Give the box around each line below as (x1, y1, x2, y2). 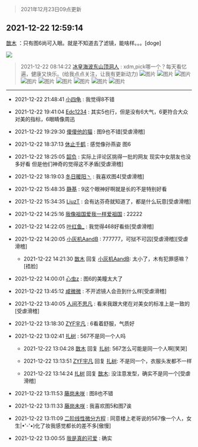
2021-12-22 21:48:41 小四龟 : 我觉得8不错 (14, 95, 115, 102)
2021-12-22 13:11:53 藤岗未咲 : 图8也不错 (14, 389, 114, 396)
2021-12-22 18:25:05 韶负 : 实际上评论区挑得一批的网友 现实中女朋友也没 (14, 153, 192, 160)
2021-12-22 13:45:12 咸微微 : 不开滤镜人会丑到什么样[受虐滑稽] (14, 288, 167, 295)
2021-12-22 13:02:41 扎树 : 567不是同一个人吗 (14, 332, 126, 339)
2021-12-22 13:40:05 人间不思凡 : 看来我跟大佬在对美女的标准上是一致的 (14, 300, 190, 307)
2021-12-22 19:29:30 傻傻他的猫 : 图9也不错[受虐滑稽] (14, 128, 146, 135)
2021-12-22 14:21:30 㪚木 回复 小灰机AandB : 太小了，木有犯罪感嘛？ (23, 255, 190, 262)
